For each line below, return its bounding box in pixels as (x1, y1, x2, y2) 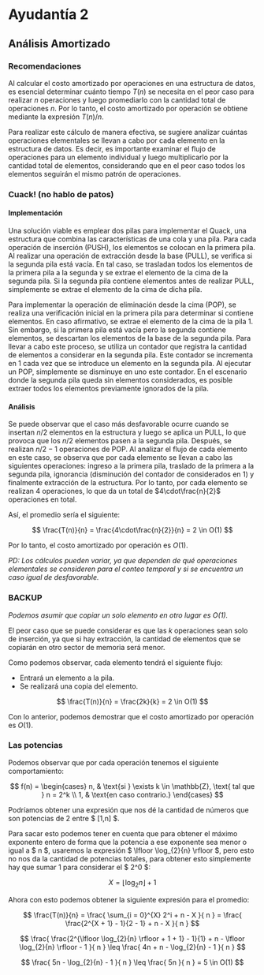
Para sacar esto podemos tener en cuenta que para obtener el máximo (8, 828, 238, 838)
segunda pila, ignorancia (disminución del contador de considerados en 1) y (8, 469, 255, 479)
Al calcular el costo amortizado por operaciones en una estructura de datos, (8, 78, 256, 88)
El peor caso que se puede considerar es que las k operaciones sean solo (8, 626, 248, 635)
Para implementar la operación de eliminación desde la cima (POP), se (8, 300, 236, 309)
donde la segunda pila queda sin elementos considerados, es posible (8, 375, 233, 384)
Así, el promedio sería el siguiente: (8, 510, 121, 520)
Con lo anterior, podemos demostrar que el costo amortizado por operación (8, 712, 255, 721)
